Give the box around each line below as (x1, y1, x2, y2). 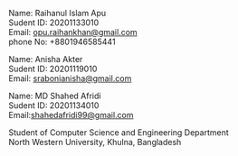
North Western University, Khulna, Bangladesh (8, 137, 182, 147)
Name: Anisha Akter (8, 54, 83, 64)
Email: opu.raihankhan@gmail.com (8, 27, 138, 37)
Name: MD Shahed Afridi (8, 90, 101, 101)
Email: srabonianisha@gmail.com (8, 73, 132, 84)
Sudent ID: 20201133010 (8, 17, 100, 28)
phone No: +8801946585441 (8, 36, 116, 47)
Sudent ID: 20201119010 (8, 63, 98, 74)
